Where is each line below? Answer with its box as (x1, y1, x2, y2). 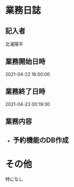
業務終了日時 (5, 87, 46, 96)
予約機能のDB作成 (12, 136, 69, 145)
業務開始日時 (5, 57, 46, 66)
